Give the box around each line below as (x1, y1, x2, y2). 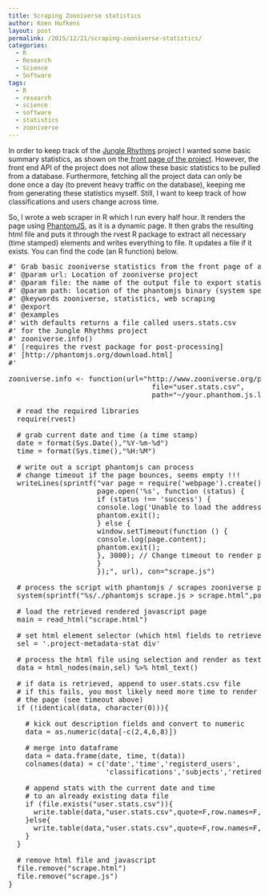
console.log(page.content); (97, 534, 207, 544)
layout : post (8, 26, 52, 34)
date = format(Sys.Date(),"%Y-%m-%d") (16, 438, 170, 448)
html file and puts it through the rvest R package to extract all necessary (8, 229, 247, 239)
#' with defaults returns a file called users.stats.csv (8, 318, 237, 327)
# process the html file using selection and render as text (16, 655, 262, 664)
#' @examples (8, 310, 60, 319)
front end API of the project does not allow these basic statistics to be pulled (8, 162, 261, 172)
